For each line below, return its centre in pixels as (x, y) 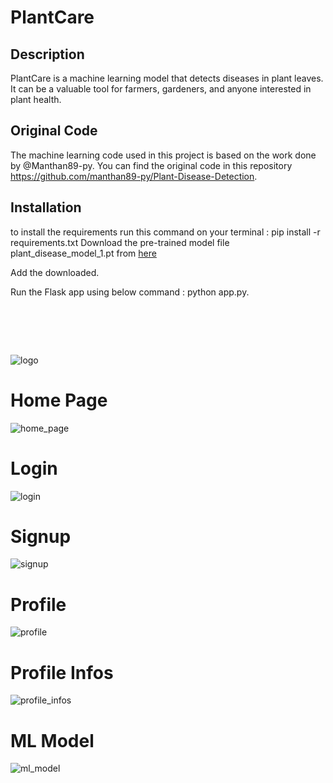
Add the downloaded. (55, 272)
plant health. (36, 99)
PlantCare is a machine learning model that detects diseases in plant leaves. (167, 78)
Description (47, 54)
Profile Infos (62, 672)
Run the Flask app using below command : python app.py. (130, 292)
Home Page (59, 400)
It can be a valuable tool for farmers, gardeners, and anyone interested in (161, 89)
